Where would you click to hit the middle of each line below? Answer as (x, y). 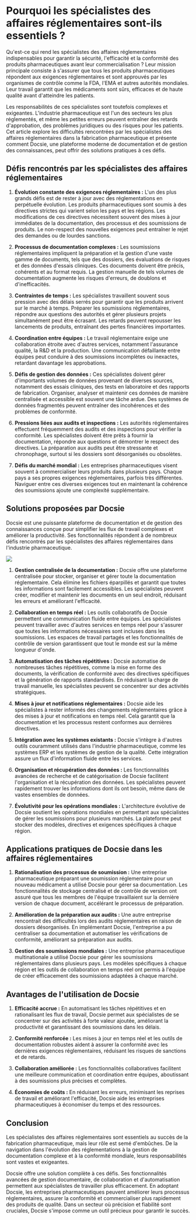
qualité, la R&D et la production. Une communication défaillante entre (97, 350)
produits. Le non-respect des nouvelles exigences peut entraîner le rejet (101, 229)
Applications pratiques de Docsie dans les (84, 849)
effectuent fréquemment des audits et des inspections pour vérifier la (98, 429)
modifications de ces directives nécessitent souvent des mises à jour (97, 217)
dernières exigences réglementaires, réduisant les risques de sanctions (100, 1051)
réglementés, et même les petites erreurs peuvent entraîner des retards (92, 119)
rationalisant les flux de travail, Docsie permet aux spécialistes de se (97, 1015)
